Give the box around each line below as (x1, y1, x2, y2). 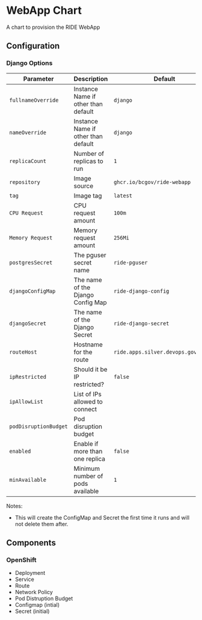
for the (73, 348, 93, 356)
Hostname (73, 340, 103, 349)
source (73, 182, 94, 190)
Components (6, 538, 56, 548)
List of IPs (73, 390, 102, 398)
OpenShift (6, 556, 37, 564)
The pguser (73, 251, 106, 259)
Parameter (23, 75, 54, 83)
